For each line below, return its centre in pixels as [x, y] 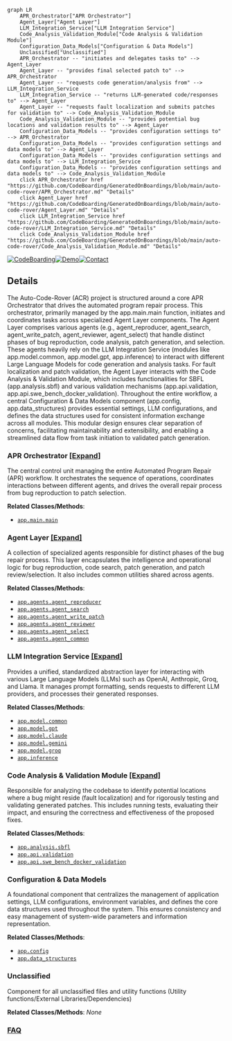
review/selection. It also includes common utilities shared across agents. [111, 575]
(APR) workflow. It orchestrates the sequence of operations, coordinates [110, 478]
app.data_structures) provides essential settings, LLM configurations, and [112, 408]
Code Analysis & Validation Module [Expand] [84, 775]
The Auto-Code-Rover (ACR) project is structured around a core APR [106, 297]
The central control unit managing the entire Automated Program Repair [109, 471]
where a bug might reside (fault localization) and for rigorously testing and [113, 798]
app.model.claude [42, 736]
